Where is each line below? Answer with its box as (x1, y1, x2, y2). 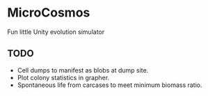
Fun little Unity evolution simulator (7, 28, 105, 36)
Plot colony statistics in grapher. (17, 73, 110, 81)
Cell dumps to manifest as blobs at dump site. (17, 66, 149, 74)
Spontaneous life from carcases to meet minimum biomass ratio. (17, 81, 203, 89)
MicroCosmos (7, 5, 90, 21)
